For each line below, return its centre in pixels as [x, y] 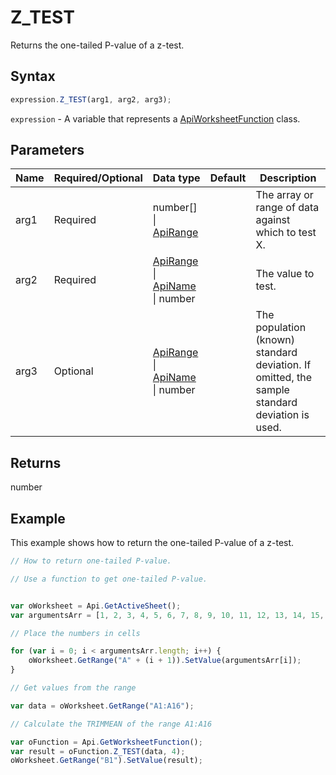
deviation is [282, 415]
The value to [285, 274]
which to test [286, 233]
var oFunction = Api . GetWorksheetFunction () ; [106, 742]
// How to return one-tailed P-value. [91, 561]
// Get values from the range [73, 688]
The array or [284, 195]
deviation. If [283, 365]
